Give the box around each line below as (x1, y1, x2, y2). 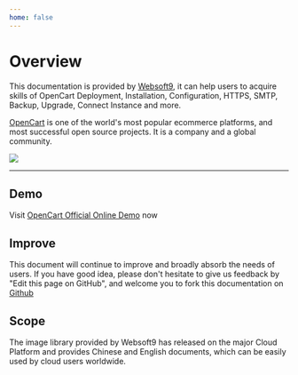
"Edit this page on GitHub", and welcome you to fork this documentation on (9, 278, 284, 289)
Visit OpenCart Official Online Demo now (9, 210, 158, 220)
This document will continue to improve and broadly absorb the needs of (9, 259, 275, 270)
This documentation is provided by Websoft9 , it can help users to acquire (9, 81, 278, 92)
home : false (9, 12, 53, 22)
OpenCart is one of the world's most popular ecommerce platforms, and (9, 116, 273, 127)
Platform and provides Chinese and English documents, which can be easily (9, 347, 286, 356)
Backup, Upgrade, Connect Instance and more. (9, 100, 182, 110)
